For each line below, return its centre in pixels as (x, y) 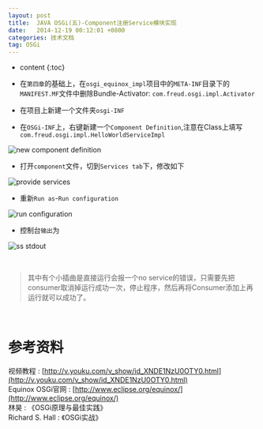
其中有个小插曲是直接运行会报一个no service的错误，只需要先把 (131, 278)
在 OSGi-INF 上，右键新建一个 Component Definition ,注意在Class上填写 (131, 127)
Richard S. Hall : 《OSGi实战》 (55, 418)
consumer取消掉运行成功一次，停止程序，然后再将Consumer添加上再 (141, 288)
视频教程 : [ (26, 371)
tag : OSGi (24, 45)
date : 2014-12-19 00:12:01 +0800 (67, 30)
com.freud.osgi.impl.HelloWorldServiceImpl (92, 135)
